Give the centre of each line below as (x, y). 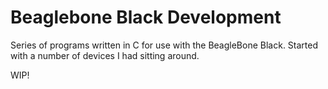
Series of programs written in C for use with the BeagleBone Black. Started (164, 45)
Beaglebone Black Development (146, 17)
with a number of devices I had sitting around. (105, 55)
